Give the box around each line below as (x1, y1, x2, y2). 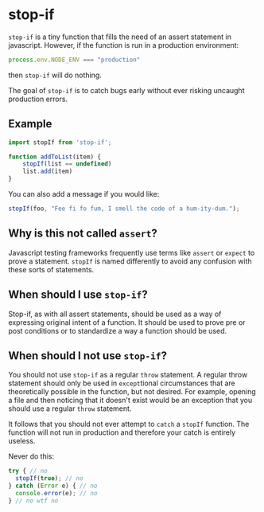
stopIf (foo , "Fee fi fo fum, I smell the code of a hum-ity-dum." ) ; (8, 205, 240, 213)
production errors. (8, 94, 68, 104)
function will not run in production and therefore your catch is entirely (8, 428, 236, 437)
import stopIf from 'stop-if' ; (8, 138, 112, 147)
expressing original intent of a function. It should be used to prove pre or (8, 317, 246, 327)
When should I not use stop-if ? (8, 349, 167, 362)
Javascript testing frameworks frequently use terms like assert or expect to (8, 248, 255, 257)
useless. (8, 436, 36, 446)
